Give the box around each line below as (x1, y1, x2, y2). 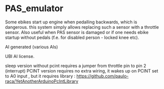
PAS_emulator (5, 3, 64, 14)
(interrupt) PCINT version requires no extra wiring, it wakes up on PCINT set (5, 68, 158, 73)
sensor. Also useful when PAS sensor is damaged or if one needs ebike (5, 29, 149, 35)
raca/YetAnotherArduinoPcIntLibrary (5, 78, 78, 84)
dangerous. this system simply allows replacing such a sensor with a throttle (5, 24, 159, 30)
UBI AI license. (5, 53, 35, 59)
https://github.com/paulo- (76, 73, 129, 79)
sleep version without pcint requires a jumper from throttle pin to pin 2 (5, 63, 146, 69)
